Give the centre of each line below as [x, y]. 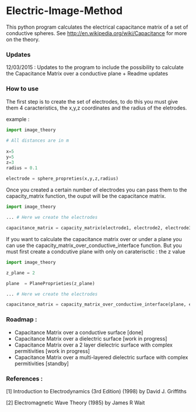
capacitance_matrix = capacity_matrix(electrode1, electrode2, [85, 228]
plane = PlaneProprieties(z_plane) [50, 283]
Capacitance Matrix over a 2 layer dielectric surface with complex [94, 345]
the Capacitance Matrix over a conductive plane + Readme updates [87, 74]
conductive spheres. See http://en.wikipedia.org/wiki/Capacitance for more [97, 33]
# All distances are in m [37, 141]
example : [18, 119]
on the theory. [23, 39]
